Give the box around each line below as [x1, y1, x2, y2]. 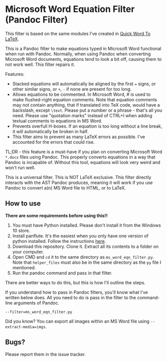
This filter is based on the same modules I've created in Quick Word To [5, 30, 151, 36]
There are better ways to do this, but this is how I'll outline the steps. [5, 279, 146, 285]
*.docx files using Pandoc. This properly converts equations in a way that [5, 154, 156, 160]
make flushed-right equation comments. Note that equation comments [12, 96, 158, 103]
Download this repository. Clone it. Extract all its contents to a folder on [12, 243, 159, 249]
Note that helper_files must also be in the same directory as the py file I [12, 259, 162, 265]
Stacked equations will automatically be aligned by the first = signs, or [12, 81, 156, 87]
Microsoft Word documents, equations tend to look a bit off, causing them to [5, 56, 162, 62]
